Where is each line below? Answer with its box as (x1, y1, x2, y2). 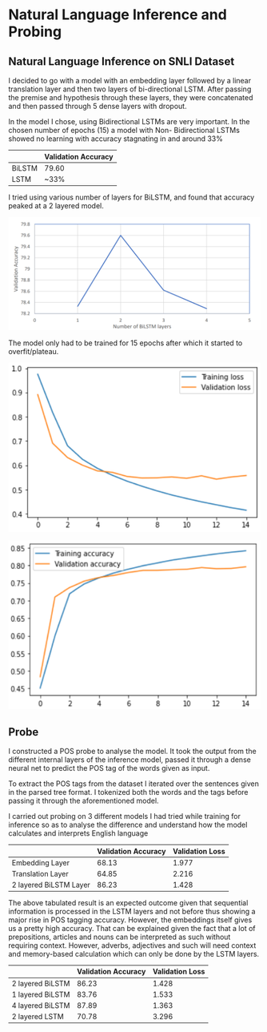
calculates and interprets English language (8, 828, 149, 838)
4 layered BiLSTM (11, 1001, 70, 1010)
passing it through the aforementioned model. (8, 796, 159, 806)
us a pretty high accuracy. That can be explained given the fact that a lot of (8, 923, 256, 933)
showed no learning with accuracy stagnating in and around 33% (8, 134, 224, 143)
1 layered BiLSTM (11, 990, 70, 999)
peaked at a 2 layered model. (8, 200, 104, 210)
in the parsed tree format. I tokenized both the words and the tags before (8, 788, 249, 797)
